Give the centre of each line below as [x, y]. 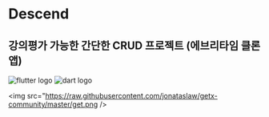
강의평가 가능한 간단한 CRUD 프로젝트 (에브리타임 [123, 45]
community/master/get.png [53, 104]
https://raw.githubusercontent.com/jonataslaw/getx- [131, 96]
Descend [39, 14]
